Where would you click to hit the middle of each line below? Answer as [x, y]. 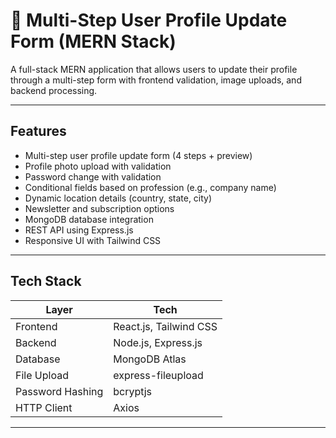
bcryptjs [132, 391]
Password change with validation [93, 176]
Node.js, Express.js [158, 342]
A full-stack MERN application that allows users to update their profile [154, 69]
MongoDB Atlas [150, 359]
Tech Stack [46, 281]
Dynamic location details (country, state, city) [118, 198]
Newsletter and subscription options [99, 208]
